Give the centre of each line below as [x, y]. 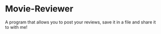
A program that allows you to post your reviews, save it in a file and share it [80, 22]
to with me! [16, 27]
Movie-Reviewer [39, 9]
